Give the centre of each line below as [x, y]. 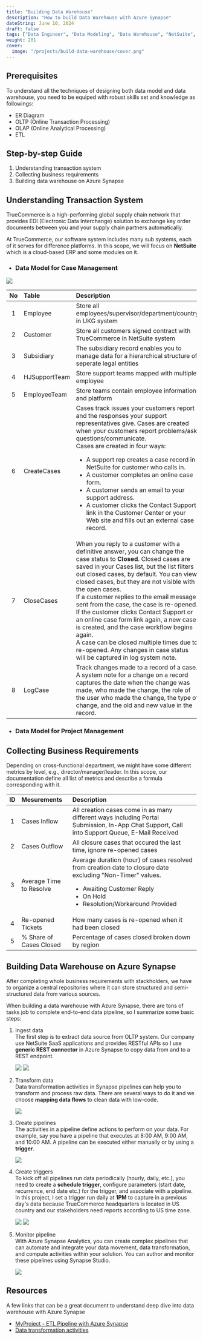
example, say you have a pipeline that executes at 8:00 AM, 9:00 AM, [101, 1136]
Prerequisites [32, 76]
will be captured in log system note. [126, 657]
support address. [110, 498]
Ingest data [29, 1030]
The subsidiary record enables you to [129, 348]
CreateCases [42, 471]
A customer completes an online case [140, 475]
